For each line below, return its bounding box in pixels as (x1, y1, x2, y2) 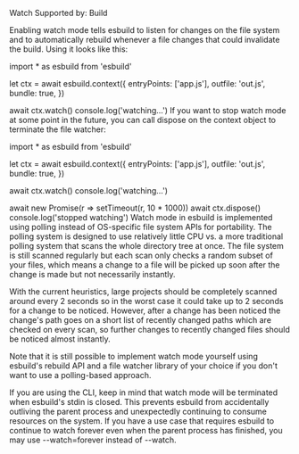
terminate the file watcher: (9, 124, 106, 135)
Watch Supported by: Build (9, 8, 108, 18)
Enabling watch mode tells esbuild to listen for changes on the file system (9, 25, 280, 35)
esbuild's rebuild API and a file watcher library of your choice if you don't (9, 360, 278, 371)
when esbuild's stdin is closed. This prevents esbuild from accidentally (9, 397, 270, 407)
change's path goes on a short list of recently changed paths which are (9, 315, 272, 325)
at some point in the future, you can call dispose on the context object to (9, 115, 277, 125)
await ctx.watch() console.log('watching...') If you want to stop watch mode (9, 105, 287, 115)
